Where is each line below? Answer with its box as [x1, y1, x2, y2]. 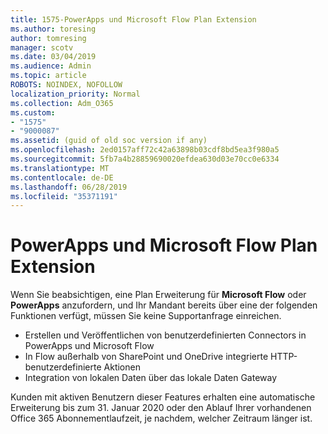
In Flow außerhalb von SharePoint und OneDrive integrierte [24, 351, 269, 363]
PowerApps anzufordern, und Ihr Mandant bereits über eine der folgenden [10, 299, 318, 311]
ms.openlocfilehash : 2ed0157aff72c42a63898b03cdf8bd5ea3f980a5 [10, 145, 280, 155]
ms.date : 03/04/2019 [10, 52, 97, 62]
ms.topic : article [10, 71, 87, 81]
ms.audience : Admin [10, 61, 92, 71]
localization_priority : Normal [10, 89, 141, 99]
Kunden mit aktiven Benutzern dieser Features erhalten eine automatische [10, 391, 316, 403]
